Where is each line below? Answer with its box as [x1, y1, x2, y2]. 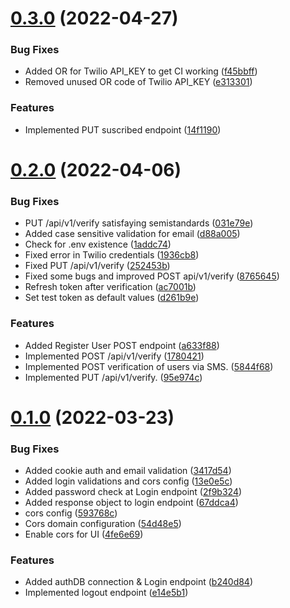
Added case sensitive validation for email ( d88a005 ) [24, 228, 241, 240]
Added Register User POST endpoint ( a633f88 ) [24, 339, 220, 351]
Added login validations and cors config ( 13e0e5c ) [24, 475, 233, 487]
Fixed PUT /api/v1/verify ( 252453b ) [24, 260, 171, 272]
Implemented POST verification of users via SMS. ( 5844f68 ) [24, 360, 274, 372]
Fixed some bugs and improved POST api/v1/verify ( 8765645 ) [24, 270, 280, 282]
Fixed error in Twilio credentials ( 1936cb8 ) [24, 249, 200, 261]
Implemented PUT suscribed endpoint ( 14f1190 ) [24, 123, 222, 136]
